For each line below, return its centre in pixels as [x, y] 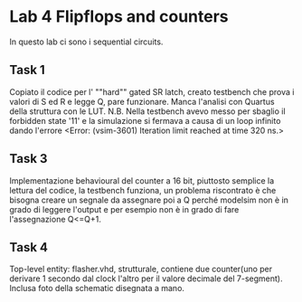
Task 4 [28, 247]
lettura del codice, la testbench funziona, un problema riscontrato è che [143, 190]
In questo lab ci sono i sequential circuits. [86, 42]
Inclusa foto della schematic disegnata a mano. [97, 288]
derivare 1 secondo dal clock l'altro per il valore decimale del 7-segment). [146, 278]
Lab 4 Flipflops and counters [119, 17]
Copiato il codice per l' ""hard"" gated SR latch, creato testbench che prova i [152, 91]
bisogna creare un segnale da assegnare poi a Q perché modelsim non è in [149, 200]
